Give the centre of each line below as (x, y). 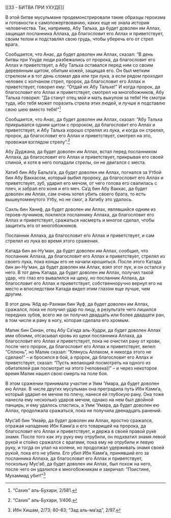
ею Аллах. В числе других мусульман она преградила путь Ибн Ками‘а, (83, 389)
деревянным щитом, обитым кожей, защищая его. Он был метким (78, 70)
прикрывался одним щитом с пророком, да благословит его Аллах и (80, 125)
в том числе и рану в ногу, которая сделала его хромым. (67, 320)
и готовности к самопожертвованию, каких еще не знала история (77, 23)
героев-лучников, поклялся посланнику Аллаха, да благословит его (80, 215)
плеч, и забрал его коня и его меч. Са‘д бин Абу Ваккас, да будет (76, 189)
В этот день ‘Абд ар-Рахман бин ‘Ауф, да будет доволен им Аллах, (77, 304)
